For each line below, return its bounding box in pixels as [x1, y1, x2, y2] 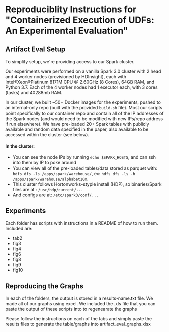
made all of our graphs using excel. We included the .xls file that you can [5, 300, 156, 306]
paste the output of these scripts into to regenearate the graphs [5, 306, 137, 312]
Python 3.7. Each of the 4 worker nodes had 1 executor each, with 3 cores [5, 84, 158, 90]
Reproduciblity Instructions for [5, 4, 137, 15]
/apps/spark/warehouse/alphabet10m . [12, 176, 89, 182]
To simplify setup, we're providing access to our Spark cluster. [5, 59, 135, 64]
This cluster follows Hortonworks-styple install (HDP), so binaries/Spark [12, 181, 162, 187]
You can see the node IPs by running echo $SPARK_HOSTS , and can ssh [12, 154, 156, 160]
